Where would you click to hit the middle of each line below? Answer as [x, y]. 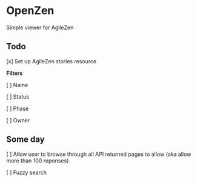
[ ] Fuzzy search [27, 172]
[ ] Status [18, 96]
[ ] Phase [18, 108]
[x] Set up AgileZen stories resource [52, 61]
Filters [15, 73]
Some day [25, 140]
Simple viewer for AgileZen [40, 27]
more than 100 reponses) [38, 160]
